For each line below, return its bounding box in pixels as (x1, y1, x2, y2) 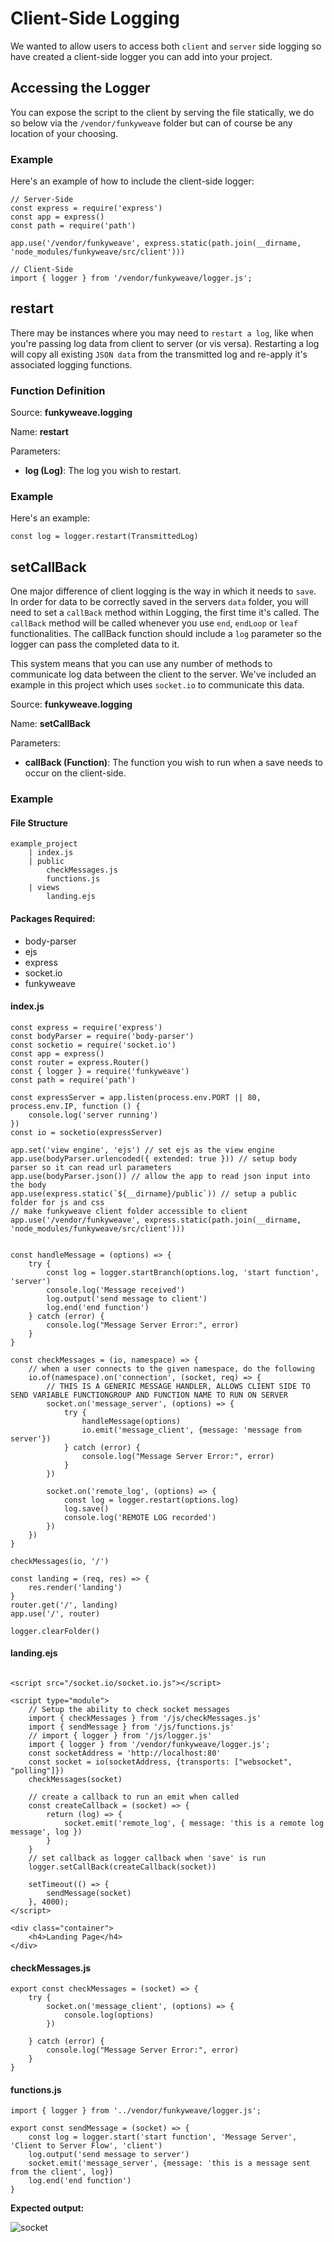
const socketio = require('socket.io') (10, 1040, 177, 1050)
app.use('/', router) (10, 1608, 101, 1619)
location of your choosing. (10, 127, 119, 139)
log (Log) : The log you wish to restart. (24, 465, 182, 477)
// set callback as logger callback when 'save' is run (28, 1853, 267, 1863)
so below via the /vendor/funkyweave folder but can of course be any (10, 117, 293, 129)
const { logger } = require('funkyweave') (10, 1066, 190, 1076)
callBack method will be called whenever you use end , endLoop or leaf (10, 617, 298, 629)
